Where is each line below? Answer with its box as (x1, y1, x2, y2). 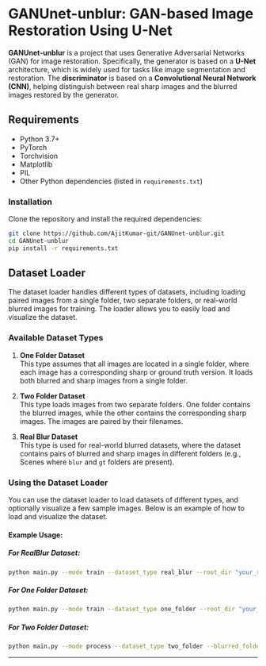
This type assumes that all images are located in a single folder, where (19, 359, 249, 368)
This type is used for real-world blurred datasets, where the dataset (19, 440, 241, 449)
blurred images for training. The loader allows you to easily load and (8, 304, 230, 314)
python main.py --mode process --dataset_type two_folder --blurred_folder (8, 642, 264, 651)
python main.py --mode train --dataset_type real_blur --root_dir (8, 568, 232, 576)
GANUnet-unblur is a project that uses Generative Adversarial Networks (8, 48, 245, 57)
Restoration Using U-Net (8, 21, 173, 40)
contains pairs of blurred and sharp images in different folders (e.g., (19, 448, 241, 458)
